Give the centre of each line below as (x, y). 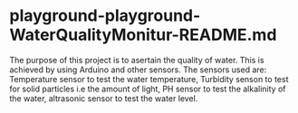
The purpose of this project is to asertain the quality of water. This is (137, 60)
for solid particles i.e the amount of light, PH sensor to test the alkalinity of (148, 89)
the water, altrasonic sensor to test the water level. (104, 98)
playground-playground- (105, 16)
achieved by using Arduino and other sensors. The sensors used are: (138, 70)
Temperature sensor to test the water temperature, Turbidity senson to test (149, 79)
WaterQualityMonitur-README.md (143, 35)
